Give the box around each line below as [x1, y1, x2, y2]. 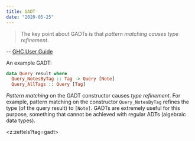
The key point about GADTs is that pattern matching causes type [20, 30, 179, 37]
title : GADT [6, 8, 35, 15]
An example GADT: [6, 59, 52, 66]
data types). [6, 117, 35, 124]
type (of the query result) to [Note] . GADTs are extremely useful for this [6, 105, 180, 112]
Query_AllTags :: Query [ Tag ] [11, 82, 86, 88]
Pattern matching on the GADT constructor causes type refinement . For [6, 92, 181, 99]
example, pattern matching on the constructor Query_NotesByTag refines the [6, 98, 190, 106]
